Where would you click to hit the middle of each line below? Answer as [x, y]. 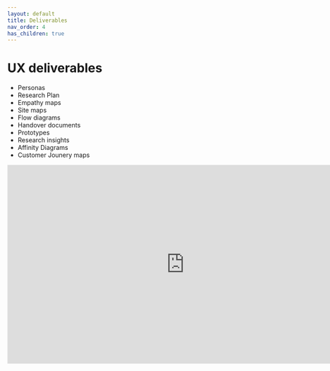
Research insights [43, 140]
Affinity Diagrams [43, 148]
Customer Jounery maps [54, 155]
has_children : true [36, 33]
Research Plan [38, 95]
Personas [31, 88]
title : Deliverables [38, 20]
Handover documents [49, 125]
